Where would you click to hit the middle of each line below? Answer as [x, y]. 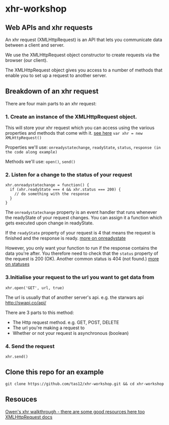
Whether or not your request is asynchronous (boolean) [71, 333]
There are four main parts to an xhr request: [51, 103]
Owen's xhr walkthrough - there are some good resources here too [75, 411]
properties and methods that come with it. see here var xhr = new [74, 133]
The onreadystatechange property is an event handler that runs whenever [81, 212]
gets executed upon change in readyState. [50, 223]
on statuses [17, 264]
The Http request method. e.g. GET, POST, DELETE [66, 322]
